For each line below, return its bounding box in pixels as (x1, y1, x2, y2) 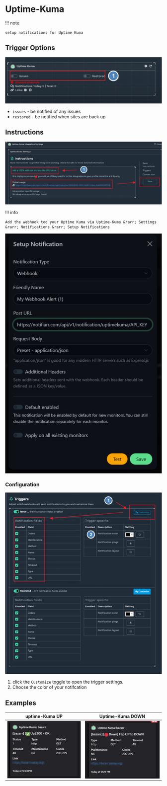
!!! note (5, 20, 20, 26)
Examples (5, 699, 36, 707)
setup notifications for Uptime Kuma (5, 30, 83, 35)
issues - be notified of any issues (12, 108, 81, 114)
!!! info (5, 209, 18, 215)
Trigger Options (5, 44, 56, 52)
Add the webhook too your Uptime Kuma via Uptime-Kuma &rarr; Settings (5, 220, 157, 225)
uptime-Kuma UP (25, 713, 63, 719)
